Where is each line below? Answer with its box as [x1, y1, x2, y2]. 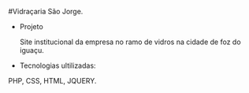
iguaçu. [19, 46, 45, 54]
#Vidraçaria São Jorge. [8, 7, 84, 16]
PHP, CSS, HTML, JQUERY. [8, 76, 97, 85]
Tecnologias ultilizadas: [19, 61, 96, 70]
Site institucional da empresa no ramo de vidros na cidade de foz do [19, 37, 242, 46]
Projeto [19, 22, 43, 31]
